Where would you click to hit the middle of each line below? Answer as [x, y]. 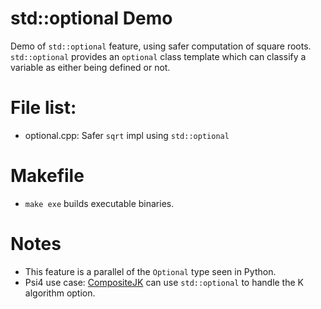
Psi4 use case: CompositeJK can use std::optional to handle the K [164, 282]
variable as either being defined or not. [90, 67]
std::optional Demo [91, 18]
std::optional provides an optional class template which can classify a [158, 56]
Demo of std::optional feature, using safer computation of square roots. [161, 46]
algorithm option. [60, 293]
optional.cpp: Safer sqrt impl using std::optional [127, 135]
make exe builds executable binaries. [99, 203]
